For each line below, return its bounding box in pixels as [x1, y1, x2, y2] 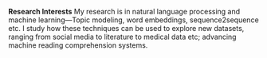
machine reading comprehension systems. [8, 41, 148, 50]
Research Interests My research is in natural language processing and [8, 7, 241, 16]
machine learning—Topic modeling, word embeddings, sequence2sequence [8, 15, 259, 25]
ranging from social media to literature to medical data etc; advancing [8, 32, 237, 41]
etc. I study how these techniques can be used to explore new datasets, [8, 24, 245, 33]
